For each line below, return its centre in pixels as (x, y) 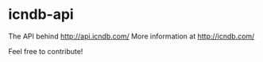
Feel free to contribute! (46, 51)
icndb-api (41, 15)
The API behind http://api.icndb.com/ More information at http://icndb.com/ (131, 36)
